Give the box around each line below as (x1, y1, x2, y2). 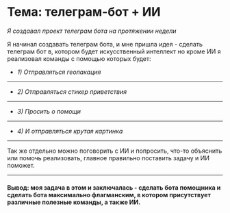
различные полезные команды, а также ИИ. (7, 198, 141, 206)
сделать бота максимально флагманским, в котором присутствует (7, 190, 211, 199)
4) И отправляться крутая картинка (16, 127, 123, 135)
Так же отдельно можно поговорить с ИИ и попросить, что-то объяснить (7, 147, 222, 155)
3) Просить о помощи (16, 107, 81, 115)
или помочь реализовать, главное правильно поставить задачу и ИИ (7, 153, 210, 162)
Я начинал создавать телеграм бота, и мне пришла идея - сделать (7, 40, 203, 48)
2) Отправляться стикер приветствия (16, 87, 127, 96)
